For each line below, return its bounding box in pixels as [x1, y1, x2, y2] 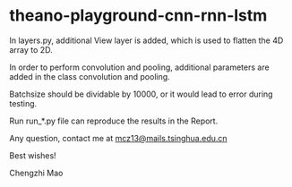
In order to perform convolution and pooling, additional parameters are [9, 62, 271, 72]
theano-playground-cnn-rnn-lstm [9, 5, 268, 26]
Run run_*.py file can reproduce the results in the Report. [9, 115, 219, 126]
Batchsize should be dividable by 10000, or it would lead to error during [9, 89, 273, 99]
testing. [9, 98, 38, 108]
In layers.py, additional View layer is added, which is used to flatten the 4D [9, 35, 284, 46]
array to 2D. [9, 44, 53, 55]
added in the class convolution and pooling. [9, 71, 170, 81]
